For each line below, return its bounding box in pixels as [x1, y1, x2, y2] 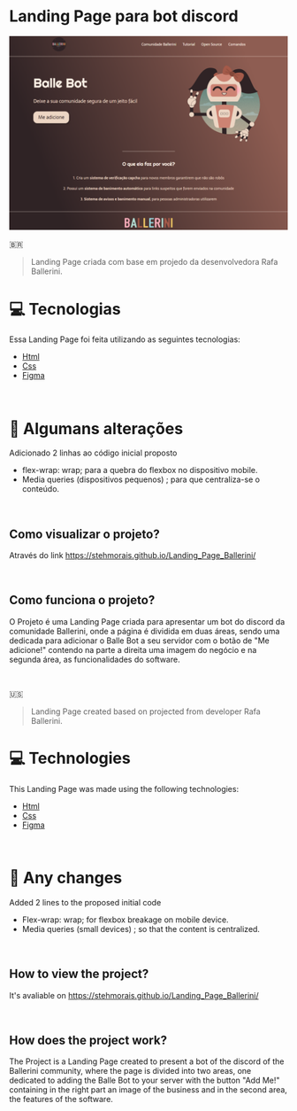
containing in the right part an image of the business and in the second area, [9, 1084, 287, 1095]
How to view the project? [9, 967, 149, 982]
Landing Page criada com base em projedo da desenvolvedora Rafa [30, 257, 278, 268]
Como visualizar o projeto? [9, 526, 161, 541]
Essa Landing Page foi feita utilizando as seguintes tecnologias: [9, 334, 240, 345]
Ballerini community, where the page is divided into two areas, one [9, 1066, 252, 1076]
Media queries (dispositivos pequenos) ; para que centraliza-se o [21, 474, 261, 485]
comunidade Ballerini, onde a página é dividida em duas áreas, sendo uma [9, 625, 280, 636]
